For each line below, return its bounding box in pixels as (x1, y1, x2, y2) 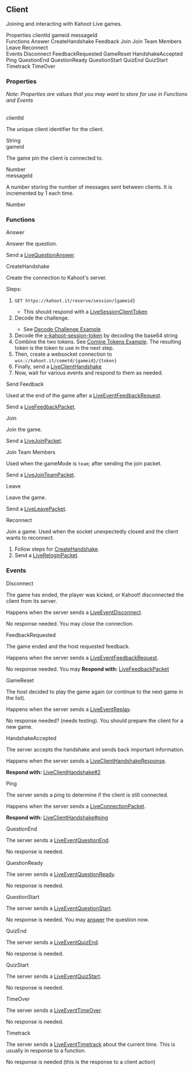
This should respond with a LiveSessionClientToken (23, 308, 148, 315)
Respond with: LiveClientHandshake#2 (6, 768, 101, 775)
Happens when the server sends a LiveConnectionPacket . (6, 802, 146, 809)
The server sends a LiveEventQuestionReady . (6, 870, 116, 877)
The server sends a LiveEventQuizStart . (6, 973, 102, 980)
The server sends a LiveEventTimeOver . (6, 1007, 102, 1014)
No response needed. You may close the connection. (6, 620, 134, 627)
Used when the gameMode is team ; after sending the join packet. (6, 460, 162, 467)
